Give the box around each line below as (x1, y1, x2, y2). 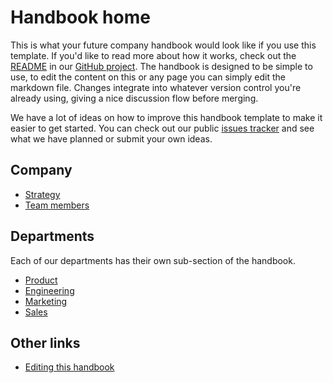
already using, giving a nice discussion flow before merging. (10, 92, 259, 104)
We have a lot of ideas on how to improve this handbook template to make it (10, 111, 323, 123)
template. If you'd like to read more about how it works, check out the (10, 49, 297, 61)
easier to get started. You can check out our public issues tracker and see (10, 122, 315, 134)
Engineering (24, 284, 75, 296)
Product (24, 274, 58, 286)
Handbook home (10, 6, 151, 29)
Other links (10, 334, 81, 351)
